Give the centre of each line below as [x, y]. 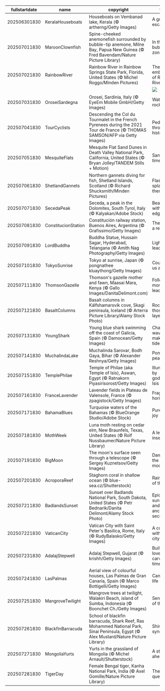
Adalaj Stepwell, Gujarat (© [116, 553]
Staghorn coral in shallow [115, 475]
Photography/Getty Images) [117, 253]
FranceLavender [61, 395]
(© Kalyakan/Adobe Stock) [116, 213]
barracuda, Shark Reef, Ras [117, 621]
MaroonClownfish [63, 47]
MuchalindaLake [62, 356]
